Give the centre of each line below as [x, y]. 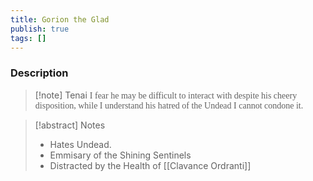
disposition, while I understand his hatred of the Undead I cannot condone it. [169, 105]
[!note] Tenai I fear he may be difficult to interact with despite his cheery [166, 95]
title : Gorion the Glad [60, 19]
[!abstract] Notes [70, 125]
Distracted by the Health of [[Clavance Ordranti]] [150, 165]
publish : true [40, 29]
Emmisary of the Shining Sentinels [120, 155]
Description [39, 73]
